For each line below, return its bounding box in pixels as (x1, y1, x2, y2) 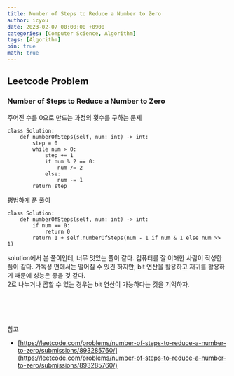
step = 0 (32, 140, 58, 147)
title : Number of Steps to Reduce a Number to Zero (7, 10, 161, 18)
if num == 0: (32, 222, 71, 229)
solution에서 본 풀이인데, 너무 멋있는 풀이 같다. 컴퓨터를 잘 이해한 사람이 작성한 (7, 253, 222, 262)
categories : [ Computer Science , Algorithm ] (7, 29, 137, 37)
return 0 (44, 228, 71, 235)
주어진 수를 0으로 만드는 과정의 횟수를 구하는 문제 (7, 113, 142, 121)
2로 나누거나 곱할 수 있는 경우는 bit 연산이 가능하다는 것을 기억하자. (7, 280, 191, 288)
